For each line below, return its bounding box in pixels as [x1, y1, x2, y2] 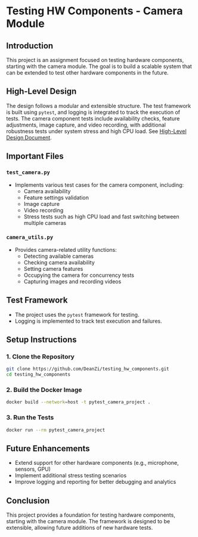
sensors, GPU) [14, 465, 51, 473]
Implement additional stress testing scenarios [14, 472, 127, 479]
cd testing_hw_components [6, 372, 70, 378]
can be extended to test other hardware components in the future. [6, 69, 169, 76]
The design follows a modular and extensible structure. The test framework [6, 102, 191, 109]
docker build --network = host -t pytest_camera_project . [6, 399, 151, 405]
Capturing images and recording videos [23, 277, 122, 285]
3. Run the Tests [6, 413, 54, 422]
